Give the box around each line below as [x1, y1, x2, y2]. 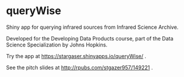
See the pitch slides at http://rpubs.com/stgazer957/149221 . [6, 63, 153, 71]
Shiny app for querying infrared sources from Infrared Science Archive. [6, 24, 179, 31]
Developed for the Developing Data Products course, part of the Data [6, 35, 173, 42]
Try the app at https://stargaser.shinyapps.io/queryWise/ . [6, 52, 147, 59]
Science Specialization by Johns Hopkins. [6, 41, 108, 48]
